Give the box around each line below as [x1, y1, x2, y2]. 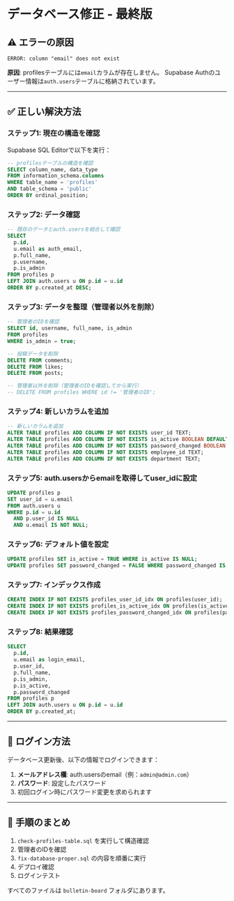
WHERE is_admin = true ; [7, 337, 77, 345]
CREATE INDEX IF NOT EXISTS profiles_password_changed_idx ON [7, 609, 192, 617]
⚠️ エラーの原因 [7, 36, 75, 48]
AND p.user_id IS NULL [13, 515, 79, 523]
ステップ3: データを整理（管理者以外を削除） [7, 302, 159, 311]
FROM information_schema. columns [7, 172, 104, 180]
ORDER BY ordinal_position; [7, 192, 89, 199]
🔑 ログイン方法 [7, 736, 71, 748]
